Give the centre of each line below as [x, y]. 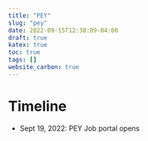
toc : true [25, 52]
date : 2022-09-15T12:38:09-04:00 [63, 30]
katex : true [28, 45]
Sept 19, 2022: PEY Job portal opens [80, 128]
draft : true [28, 38]
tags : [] [23, 60]
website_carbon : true [44, 67]
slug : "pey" [28, 23]
